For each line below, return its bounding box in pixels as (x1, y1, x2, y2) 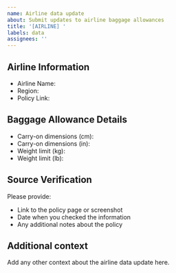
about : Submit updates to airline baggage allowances (7, 17, 165, 23)
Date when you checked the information (16, 212, 131, 221)
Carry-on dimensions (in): (16, 139, 91, 148)
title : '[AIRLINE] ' (7, 23, 67, 30)
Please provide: (7, 192, 52, 200)
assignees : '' (7, 36, 48, 43)
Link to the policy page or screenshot (16, 206, 123, 214)
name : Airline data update (7, 10, 85, 17)
